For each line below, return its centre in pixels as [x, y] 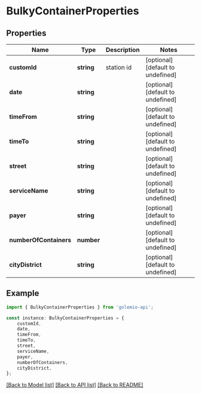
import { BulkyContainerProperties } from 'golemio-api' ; [80, 307]
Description [123, 50]
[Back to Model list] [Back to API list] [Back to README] [75, 385]
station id [119, 67]
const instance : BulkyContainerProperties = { [65, 318]
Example [23, 293]
